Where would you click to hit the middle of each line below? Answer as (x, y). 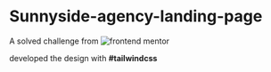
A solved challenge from (54, 41)
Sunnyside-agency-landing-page (136, 16)
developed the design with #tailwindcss (83, 58)
